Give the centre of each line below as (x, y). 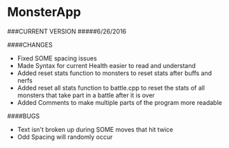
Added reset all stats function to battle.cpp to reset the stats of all (111, 88)
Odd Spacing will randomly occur (65, 137)
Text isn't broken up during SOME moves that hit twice (95, 129)
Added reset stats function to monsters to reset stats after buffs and (114, 73)
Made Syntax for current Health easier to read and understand (107, 65)
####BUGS (24, 116)
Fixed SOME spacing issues (57, 58)
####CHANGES (30, 44)
